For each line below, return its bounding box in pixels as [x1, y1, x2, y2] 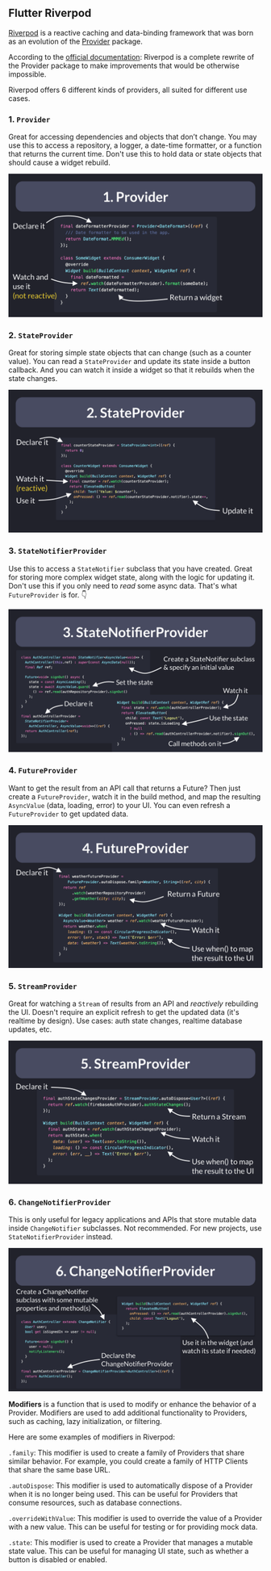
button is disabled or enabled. [8, 1554, 107, 1565]
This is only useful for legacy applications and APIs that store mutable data [8, 1215, 256, 1225]
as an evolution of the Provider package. [8, 36, 144, 46]
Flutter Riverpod [8, 6, 92, 20]
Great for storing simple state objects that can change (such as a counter [8, 347, 252, 358]
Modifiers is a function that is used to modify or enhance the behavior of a [8, 1399, 256, 1409]
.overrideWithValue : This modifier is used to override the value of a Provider [8, 1513, 263, 1523]
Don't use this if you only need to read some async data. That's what [8, 580, 238, 590]
